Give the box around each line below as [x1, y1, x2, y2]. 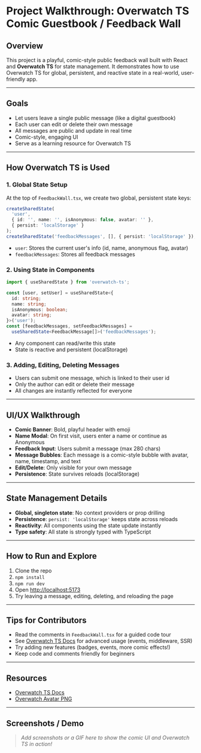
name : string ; [11, 301, 47, 307]
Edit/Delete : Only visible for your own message [14, 464, 132, 472]
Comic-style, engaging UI [14, 133, 79, 140]
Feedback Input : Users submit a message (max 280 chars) [14, 445, 161, 452]
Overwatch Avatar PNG [14, 695, 72, 703]
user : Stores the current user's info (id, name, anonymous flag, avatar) [14, 244, 188, 252]
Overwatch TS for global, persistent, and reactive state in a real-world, [6, 69, 180, 76]
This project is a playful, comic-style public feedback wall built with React [6, 57, 188, 63]
